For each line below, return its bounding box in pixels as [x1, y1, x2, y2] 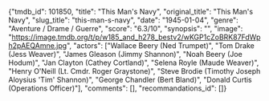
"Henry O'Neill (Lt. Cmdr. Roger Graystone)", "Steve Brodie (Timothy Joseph [8, 67, 261, 75]
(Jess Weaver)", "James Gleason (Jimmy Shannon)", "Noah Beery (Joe [8, 50, 243, 59]
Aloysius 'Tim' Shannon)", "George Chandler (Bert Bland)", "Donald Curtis [8, 75, 252, 84]
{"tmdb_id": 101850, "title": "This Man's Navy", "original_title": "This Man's [8, 7, 254, 16]
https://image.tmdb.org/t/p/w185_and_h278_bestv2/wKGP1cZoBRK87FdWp [11, 32, 261, 42]
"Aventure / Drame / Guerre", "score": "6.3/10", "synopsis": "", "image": [8, 24, 243, 33]
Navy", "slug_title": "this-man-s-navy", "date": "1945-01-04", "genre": [8, 15, 238, 25]
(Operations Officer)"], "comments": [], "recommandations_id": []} [8, 83, 227, 93]
